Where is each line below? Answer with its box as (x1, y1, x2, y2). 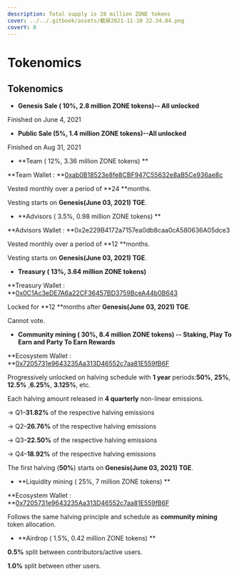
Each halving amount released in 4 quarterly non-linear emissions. (7, 394, 205, 403)
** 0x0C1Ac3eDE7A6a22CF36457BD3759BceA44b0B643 (7, 289, 178, 297)
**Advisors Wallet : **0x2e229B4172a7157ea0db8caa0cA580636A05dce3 (7, 226, 230, 235)
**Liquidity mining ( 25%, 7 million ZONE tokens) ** (17, 477, 171, 486)
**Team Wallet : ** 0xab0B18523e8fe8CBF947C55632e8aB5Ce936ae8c (7, 170, 223, 179)
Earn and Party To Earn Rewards (17, 338, 116, 347)
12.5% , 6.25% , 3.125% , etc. (7, 381, 91, 389)
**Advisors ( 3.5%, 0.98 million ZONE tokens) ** (17, 212, 161, 221)
